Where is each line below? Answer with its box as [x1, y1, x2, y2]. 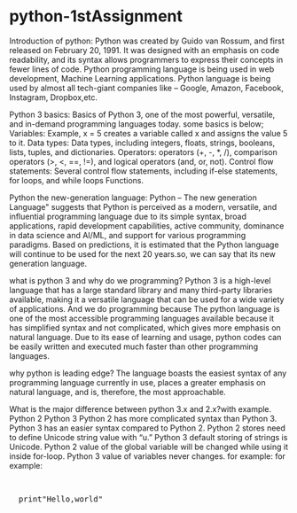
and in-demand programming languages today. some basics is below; [9, 118, 264, 129]
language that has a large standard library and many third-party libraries [9, 284, 273, 295]
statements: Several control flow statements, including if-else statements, [9, 166, 278, 176]
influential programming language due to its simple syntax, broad [9, 211, 246, 222]
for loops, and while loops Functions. [9, 175, 145, 185]
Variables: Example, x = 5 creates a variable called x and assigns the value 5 [9, 128, 288, 138]
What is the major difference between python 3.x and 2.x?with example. [9, 403, 272, 414]
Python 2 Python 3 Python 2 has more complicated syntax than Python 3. [9, 413, 277, 424]
